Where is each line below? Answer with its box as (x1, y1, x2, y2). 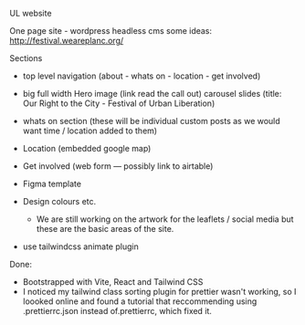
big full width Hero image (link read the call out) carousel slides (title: (22, 89, 282, 99)
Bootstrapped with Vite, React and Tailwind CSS (22, 277, 204, 287)
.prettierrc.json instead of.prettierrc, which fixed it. (22, 306, 213, 316)
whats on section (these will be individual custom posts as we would (22, 116, 280, 126)
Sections (9, 53, 43, 63)
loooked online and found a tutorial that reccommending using (22, 296, 258, 307)
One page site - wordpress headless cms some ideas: (9, 26, 213, 36)
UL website (9, 8, 52, 18)
